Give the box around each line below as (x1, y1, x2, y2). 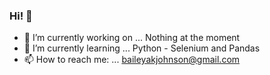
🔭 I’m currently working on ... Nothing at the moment (23, 32, 241, 44)
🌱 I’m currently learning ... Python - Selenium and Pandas (23, 42, 261, 54)
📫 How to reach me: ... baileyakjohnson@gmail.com (23, 54, 241, 66)
